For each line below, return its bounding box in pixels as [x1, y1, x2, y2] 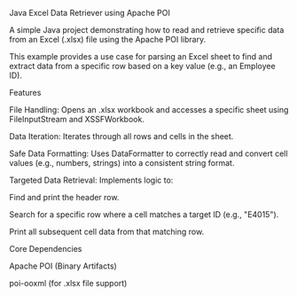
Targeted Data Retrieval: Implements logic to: [9, 175, 174, 185]
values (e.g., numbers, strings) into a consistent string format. [9, 158, 235, 168]
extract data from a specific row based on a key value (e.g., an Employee [9, 61, 277, 71]
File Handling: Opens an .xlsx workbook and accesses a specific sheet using [9, 105, 289, 114]
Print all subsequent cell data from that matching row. [9, 226, 205, 237]
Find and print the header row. [9, 192, 120, 202]
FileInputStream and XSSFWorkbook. [9, 114, 145, 124]
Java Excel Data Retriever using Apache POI [9, 8, 170, 18]
